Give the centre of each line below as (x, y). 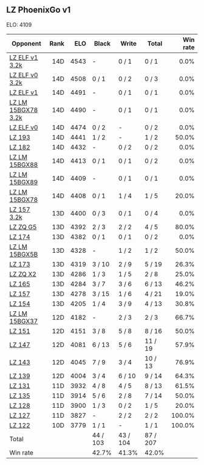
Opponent (26, 43)
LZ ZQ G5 (23, 227)
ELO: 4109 (19, 24)
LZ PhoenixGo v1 (39, 10)
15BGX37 (24, 321)
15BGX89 (24, 182)
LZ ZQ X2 (23, 274)
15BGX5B (24, 254)
